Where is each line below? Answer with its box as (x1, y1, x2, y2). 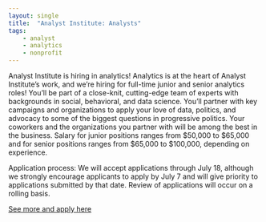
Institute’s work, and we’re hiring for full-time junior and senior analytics (8, 79, 245, 89)
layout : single (8, 11, 59, 20)
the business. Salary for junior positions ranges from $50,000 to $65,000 (8, 131, 250, 140)
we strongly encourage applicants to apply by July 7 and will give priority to (8, 172, 259, 181)
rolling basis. (8, 189, 50, 198)
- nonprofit (22, 49, 62, 57)
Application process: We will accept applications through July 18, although (8, 163, 254, 172)
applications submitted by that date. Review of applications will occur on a (8, 180, 254, 189)
